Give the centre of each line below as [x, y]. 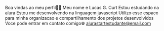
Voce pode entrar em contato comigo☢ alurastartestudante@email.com [78, 23]
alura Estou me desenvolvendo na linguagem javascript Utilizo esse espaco [82, 13]
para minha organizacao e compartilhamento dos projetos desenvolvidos [80, 18]
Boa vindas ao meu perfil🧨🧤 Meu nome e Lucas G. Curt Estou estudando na [82, 8]
